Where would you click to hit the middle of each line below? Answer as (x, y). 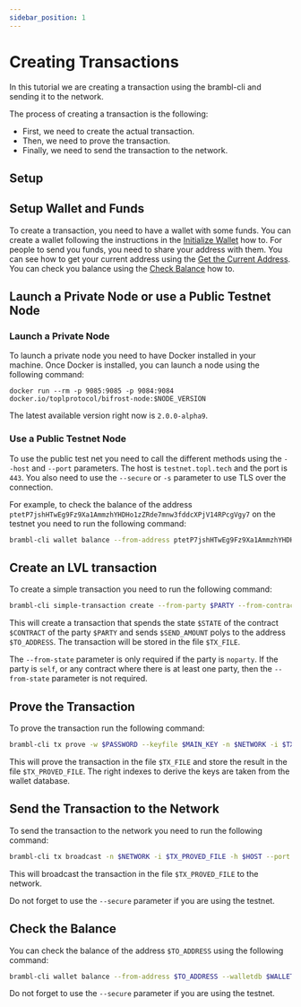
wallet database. (39, 781)
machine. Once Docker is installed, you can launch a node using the (134, 365)
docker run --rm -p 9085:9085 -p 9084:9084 (92, 391)
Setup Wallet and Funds (77, 208)
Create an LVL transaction (83, 568)
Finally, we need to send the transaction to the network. (125, 150)
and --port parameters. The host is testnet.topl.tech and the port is (159, 468)
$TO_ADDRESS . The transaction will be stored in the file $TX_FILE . (125, 642)
